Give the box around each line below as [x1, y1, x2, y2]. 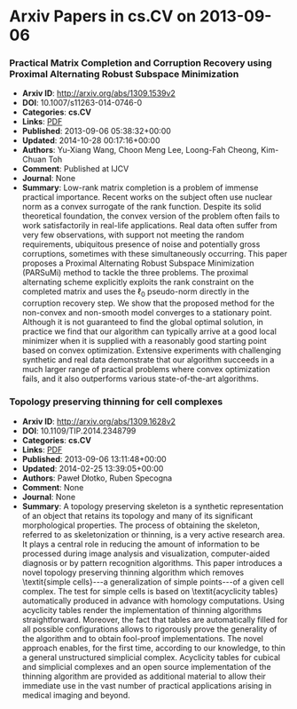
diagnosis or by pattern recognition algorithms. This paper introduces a [21, 557, 283, 568]
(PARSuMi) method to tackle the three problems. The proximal [21, 267, 248, 278]
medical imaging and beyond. [21, 689, 130, 700]
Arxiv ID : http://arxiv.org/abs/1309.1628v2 [21, 416, 176, 426]
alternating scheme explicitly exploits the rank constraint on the [21, 277, 254, 288]
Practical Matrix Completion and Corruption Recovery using [9, 57, 272, 69]
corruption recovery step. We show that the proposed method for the [21, 298, 275, 308]
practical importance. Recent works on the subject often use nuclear [21, 192, 273, 203]
